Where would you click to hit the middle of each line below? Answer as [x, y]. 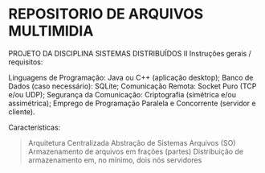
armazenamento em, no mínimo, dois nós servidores [115, 160]
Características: [35, 127]
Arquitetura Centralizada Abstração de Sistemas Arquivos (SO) [132, 142]
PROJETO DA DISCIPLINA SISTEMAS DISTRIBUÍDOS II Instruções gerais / [130, 53]
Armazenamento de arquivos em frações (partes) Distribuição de [135, 151]
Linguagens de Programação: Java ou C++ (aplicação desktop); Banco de [131, 77]
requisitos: [26, 62]
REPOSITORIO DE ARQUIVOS [106, 14]
